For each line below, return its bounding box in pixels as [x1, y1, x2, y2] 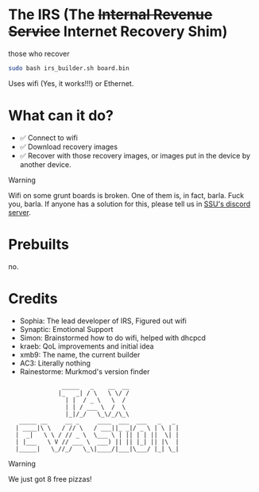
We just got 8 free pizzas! [8, 474, 93, 483]
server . [8, 207, 32, 217]
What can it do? [8, 107, 114, 124]
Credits [8, 289, 58, 307]
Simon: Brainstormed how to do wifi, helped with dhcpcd [19, 333, 207, 342]
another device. [19, 159, 72, 169]
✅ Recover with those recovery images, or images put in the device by [19, 150, 251, 160]
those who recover [8, 49, 70, 58]
